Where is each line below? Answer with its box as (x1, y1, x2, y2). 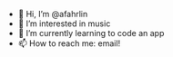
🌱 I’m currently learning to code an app (17, 28, 165, 38)
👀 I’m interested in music (17, 18, 111, 29)
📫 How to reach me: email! (17, 38, 121, 49)
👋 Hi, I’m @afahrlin (17, 9, 88, 19)
